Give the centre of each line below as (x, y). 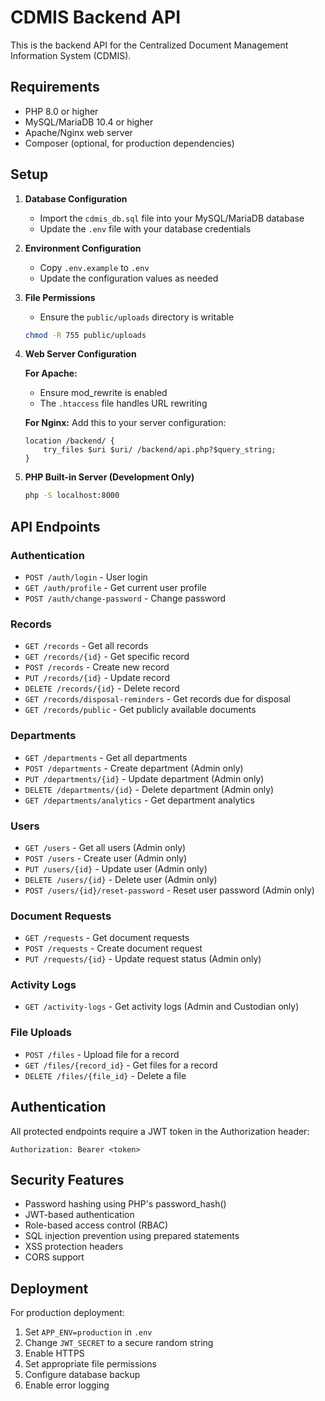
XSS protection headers (74, 1247)
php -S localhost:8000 (72, 496)
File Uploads (41, 1033)
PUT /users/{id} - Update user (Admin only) (116, 868)
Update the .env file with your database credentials (145, 228)
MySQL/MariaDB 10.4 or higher (89, 122)
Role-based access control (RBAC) (96, 1225)
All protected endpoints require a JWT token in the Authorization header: (160, 1131)
